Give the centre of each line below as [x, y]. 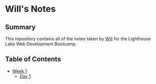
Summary [20, 27]
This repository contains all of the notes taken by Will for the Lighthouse [78, 39]
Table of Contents [33, 59]
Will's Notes [31, 9]
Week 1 [19, 71]
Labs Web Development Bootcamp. [41, 44]
